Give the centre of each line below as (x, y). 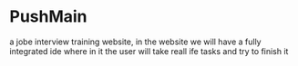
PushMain (49, 17)
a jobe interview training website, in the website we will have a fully (135, 42)
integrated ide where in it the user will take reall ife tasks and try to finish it (149, 51)
